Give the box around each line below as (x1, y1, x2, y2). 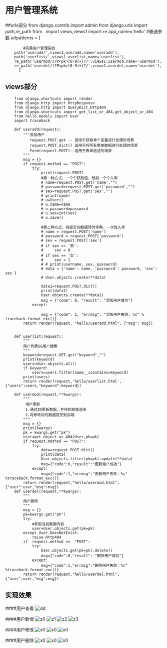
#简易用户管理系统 (23, 46, 55, 51)
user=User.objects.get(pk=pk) (31, 526, 95, 531)
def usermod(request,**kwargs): (14, 392, 81, 397)
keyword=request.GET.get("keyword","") (23, 352, 106, 357)
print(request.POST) (40, 170, 84, 175)
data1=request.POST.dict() (40, 284, 97, 289)
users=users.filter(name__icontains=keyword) (31, 370, 128, 375)
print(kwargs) (23, 425, 52, 431)
